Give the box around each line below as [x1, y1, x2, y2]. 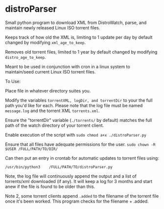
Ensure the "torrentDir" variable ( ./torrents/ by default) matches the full [5, 117, 152, 123]
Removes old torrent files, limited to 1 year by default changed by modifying [5, 49, 158, 55]
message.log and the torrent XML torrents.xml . [5, 108, 100, 114]
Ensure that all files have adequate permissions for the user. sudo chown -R [5, 141, 156, 147]
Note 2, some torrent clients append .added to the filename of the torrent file [5, 193, 159, 199]
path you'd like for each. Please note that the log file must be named [5, 102, 143, 108]
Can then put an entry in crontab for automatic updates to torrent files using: [5, 155, 159, 161]
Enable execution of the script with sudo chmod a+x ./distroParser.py [5, 132, 147, 138]
